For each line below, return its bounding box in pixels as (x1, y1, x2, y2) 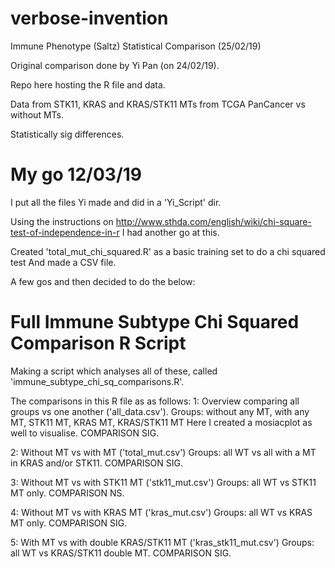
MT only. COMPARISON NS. (10, 487, 125, 499)
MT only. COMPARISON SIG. (10, 517, 128, 529)
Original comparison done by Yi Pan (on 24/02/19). (10, 59, 220, 71)
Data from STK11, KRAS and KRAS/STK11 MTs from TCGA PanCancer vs (10, 98, 306, 110)
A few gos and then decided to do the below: (10, 275, 196, 287)
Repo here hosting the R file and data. (10, 78, 166, 91)
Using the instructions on (10, 215, 114, 227)
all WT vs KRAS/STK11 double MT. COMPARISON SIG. (10, 547, 232, 559)
